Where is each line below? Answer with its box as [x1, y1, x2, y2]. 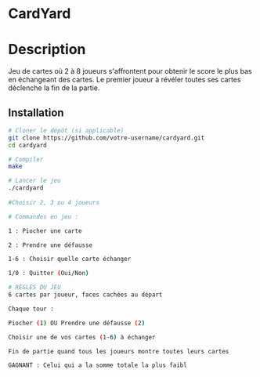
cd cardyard [8, 141, 47, 149]
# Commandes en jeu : [8, 212, 79, 220]
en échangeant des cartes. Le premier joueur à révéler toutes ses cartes [8, 75, 241, 85]
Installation [8, 106, 64, 119]
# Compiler [8, 155, 44, 163]
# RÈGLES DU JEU [8, 284, 61, 292]
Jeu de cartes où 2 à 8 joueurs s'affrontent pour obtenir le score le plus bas [8, 67, 252, 76]
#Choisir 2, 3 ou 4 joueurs [8, 198, 100, 206]
